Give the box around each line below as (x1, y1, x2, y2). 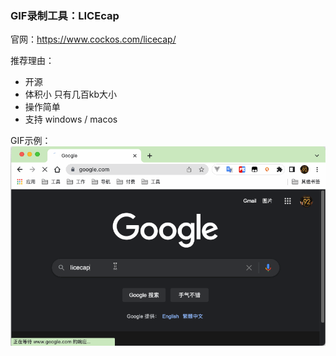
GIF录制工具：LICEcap (10, 8, 120, 22)
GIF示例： (10, 135, 52, 147)
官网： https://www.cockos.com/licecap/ (10, 33, 177, 46)
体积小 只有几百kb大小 (24, 88, 117, 101)
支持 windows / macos (24, 113, 118, 126)
